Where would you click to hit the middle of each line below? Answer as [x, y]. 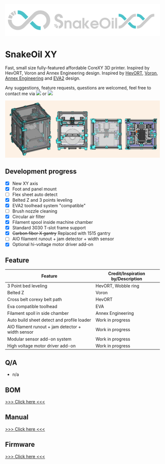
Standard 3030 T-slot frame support [49, 228]
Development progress [41, 171]
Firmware [20, 445]
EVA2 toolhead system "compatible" [49, 205]
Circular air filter [28, 217]
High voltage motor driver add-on [41, 345]
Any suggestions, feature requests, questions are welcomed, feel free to [78, 88]
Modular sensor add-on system [39, 339]
